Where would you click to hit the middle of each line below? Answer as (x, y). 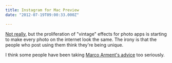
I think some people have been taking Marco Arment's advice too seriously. (85, 55)
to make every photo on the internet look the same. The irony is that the (81, 39)
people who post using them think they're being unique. (64, 45)
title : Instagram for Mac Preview (42, 10)
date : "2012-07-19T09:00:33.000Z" (42, 15)
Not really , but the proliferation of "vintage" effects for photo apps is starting (86, 34)
